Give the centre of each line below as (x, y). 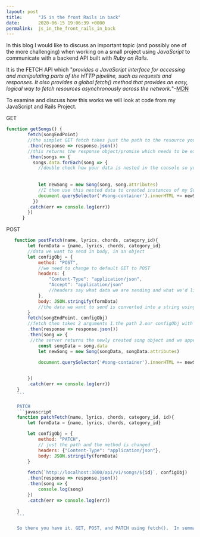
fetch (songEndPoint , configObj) (68, 318)
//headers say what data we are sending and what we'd (118, 290)
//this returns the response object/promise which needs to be (107, 151)
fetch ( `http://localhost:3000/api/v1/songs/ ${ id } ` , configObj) (107, 472)
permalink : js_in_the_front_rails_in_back (61, 28)
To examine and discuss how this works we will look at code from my (91, 100)
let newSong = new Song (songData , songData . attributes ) (109, 351)
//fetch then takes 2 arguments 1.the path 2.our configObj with (110, 324)
